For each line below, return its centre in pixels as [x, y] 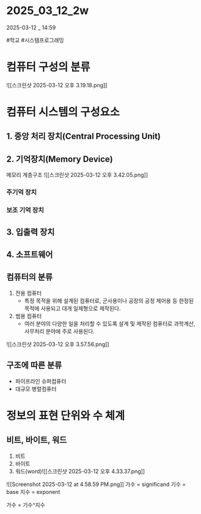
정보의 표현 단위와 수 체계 [66, 415]
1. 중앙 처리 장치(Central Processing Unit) [83, 136]
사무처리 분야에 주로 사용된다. [59, 331]
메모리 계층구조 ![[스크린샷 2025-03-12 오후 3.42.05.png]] [77, 175]
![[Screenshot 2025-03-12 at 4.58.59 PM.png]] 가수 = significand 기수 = [96, 484]
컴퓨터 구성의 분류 [48, 67]
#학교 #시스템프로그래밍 [35, 40]
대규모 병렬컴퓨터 [36, 389]
